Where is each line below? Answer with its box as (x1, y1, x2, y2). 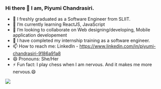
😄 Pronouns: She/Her (12, 56, 59, 62)
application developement (12, 32, 68, 38)
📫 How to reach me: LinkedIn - (12, 43, 79, 50)
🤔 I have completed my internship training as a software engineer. (12, 37, 150, 43)
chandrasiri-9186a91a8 (12, 51, 61, 57)
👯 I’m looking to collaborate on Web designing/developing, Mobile (12, 27, 151, 33)
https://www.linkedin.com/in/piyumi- (79, 43, 156, 50)
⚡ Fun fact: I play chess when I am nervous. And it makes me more (12, 62, 152, 68)
